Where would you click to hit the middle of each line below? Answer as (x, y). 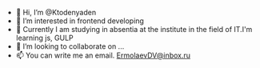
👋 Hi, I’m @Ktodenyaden (56, 12)
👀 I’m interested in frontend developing (80, 21)
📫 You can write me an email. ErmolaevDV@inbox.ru (103, 55)
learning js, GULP (44, 38)
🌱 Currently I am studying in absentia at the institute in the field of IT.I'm (134, 29)
